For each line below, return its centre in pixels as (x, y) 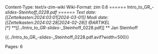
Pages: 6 (14, 46)
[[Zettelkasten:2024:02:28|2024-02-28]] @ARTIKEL (58, 22)
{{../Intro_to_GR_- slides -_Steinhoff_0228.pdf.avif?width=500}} (67, 37)
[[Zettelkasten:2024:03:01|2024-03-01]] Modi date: (57, 17)
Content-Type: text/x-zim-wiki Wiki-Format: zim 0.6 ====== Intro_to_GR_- (79, 7)
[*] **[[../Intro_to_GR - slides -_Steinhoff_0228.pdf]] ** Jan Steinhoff (71, 28)
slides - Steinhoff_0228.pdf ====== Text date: (51, 12)
